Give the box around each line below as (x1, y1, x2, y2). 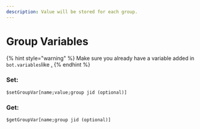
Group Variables (6, 34, 89, 48)
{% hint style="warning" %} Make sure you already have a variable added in (6, 55, 195, 62)
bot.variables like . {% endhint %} (6, 61, 91, 68)
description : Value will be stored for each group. (6, 8, 138, 15)
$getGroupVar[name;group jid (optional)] (6, 117, 111, 123)
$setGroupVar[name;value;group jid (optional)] (6, 89, 128, 95)
